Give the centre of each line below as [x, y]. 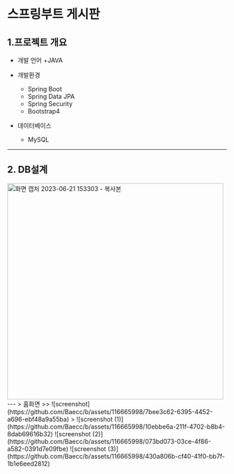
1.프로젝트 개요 [37, 42]
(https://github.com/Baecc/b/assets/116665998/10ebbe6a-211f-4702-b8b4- [116, 427]
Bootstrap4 [44, 111]
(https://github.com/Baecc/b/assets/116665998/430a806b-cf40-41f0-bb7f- [116, 456]
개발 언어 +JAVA [40, 60]
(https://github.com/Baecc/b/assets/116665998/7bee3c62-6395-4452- [110, 411]
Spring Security [50, 104]
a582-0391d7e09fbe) [38, 449]
